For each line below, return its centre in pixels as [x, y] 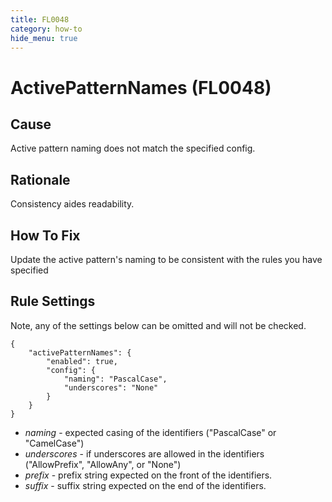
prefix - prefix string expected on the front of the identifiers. [148, 475]
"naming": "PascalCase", [115, 379]
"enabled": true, [82, 361]
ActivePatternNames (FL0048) [141, 87]
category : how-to [46, 29]
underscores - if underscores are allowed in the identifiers [144, 453]
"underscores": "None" [111, 387]
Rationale [40, 179]
